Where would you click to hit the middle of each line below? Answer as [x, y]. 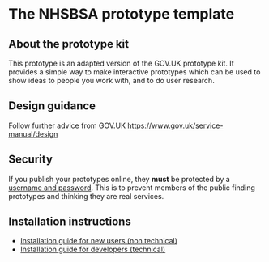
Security [30, 160]
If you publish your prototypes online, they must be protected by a [120, 179]
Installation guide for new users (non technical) [99, 241]
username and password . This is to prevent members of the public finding [132, 188]
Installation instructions [70, 222]
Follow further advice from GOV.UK [67, 125]
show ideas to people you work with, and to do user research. [111, 80]
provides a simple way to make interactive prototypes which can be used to [134, 72]
